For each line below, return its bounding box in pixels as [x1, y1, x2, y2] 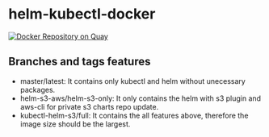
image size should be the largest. [19, 118, 131, 129]
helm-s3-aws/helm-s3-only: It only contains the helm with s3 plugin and [19, 93, 261, 103]
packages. [19, 85, 56, 94]
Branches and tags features [8, 55, 151, 68]
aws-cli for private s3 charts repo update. [19, 102, 159, 111]
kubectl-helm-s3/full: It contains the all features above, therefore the [19, 110, 249, 120]
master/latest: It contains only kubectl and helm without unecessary [19, 76, 246, 85]
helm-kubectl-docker [8, 5, 156, 23]
